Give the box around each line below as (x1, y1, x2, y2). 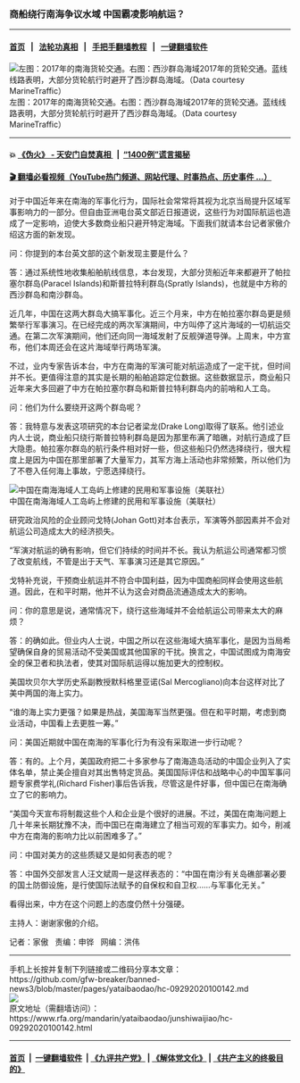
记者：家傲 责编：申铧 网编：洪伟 (9, 937, 140, 947)
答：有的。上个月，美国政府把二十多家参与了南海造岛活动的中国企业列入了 (9, 756, 283, 767)
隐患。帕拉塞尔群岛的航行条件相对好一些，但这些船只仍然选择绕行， (16, 444, 268, 454)
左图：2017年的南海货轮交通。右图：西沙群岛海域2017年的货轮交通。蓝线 (9, 96, 279, 107)
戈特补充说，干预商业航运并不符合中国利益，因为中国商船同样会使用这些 (9, 575, 275, 586)
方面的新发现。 (24, 229, 80, 240)
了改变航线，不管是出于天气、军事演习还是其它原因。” (9, 556, 205, 567)
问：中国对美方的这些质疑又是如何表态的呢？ (9, 850, 174, 861)
